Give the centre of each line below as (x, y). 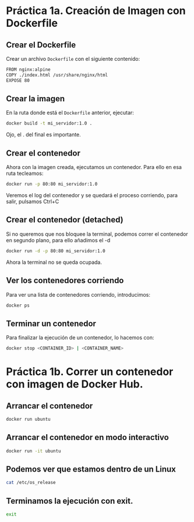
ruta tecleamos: (25, 173)
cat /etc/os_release (31, 483)
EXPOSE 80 (18, 80)
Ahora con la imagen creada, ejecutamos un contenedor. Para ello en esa (94, 167)
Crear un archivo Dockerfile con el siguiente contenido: (73, 59)
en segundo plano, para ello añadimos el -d (58, 240)
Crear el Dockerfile (41, 45)
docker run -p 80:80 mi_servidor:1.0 (52, 184)
